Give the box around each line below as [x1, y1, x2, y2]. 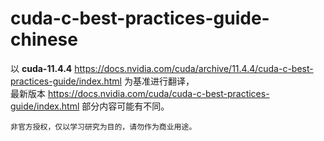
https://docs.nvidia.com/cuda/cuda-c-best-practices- [47, 87, 270, 99]
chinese [10, 28, 78, 51]
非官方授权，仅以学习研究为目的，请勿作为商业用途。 [10, 122, 197, 132]
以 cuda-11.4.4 [10, 62, 73, 74]
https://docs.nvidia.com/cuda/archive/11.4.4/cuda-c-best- [74, 62, 314, 74]
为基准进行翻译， [123, 75, 195, 87]
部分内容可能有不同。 [81, 100, 170, 112]
